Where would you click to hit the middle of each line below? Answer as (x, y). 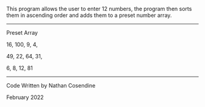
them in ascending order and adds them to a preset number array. (89, 15)
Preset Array (22, 33)
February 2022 (25, 97)
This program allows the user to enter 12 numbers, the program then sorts (99, 9)
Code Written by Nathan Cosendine (51, 85)
